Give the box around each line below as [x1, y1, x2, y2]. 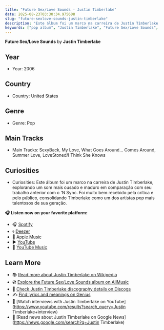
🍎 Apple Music [12, 234, 41, 240]
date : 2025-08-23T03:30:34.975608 [5, 12, 76, 17]
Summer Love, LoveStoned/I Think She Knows [12, 152, 106, 158]
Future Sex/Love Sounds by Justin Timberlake [5, 39, 101, 44]
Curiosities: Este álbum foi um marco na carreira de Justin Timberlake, [12, 179, 154, 186]
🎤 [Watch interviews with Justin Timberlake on [12, 299, 106, 304]
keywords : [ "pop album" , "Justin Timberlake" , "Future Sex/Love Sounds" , [5, 25, 159, 30]
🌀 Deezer [12, 228, 30, 234]
